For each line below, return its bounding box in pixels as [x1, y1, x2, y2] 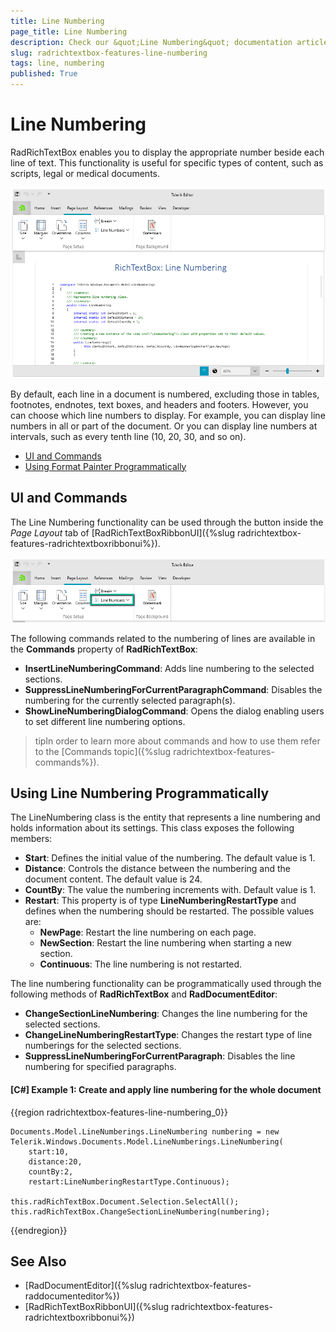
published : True [10, 69, 78, 79]
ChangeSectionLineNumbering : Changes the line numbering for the [24, 1008, 308, 1020]
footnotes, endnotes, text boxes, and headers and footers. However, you [10, 398, 309, 410]
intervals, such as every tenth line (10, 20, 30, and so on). [10, 430, 247, 442]
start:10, [28, 1146, 70, 1157]
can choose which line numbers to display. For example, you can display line [10, 409, 326, 421]
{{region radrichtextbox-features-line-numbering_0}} [10, 1106, 228, 1118]
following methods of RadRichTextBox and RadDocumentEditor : [10, 988, 278, 1000]
